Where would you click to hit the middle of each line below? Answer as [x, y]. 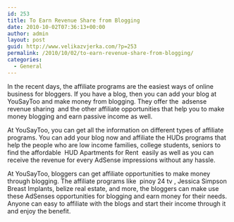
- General [28, 66]
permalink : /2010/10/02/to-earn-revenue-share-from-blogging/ [100, 54]
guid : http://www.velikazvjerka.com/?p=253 [72, 47]
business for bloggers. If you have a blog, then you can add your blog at [112, 94]
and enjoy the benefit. [39, 211]
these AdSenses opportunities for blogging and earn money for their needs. [117, 196]
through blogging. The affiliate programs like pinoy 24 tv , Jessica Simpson [117, 181]
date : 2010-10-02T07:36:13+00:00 [56, 27]
